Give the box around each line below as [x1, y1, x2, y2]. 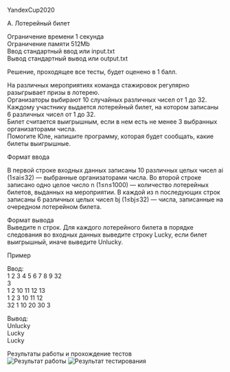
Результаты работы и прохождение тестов [7, 350, 133, 358]
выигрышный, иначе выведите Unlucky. [7, 238, 124, 246]
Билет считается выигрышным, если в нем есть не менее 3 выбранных [7, 118, 218, 126]
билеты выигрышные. [7, 140, 71, 147]
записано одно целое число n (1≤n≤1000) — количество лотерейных [7, 181, 209, 188]
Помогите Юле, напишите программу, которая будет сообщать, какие [7, 132, 214, 140]
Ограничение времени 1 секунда [7, 32, 104, 41]
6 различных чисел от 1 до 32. [7, 110, 96, 118]
